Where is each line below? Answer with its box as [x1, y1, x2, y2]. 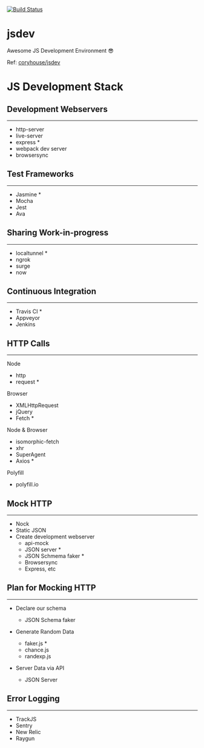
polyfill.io [15, 481, 39, 488]
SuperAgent [15, 451, 46, 458]
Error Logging [7, 693, 60, 704]
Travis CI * [15, 308, 42, 315]
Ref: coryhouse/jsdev [7, 58, 61, 66]
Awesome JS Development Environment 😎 [7, 47, 114, 54]
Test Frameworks [7, 169, 74, 179]
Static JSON [15, 527, 47, 534]
